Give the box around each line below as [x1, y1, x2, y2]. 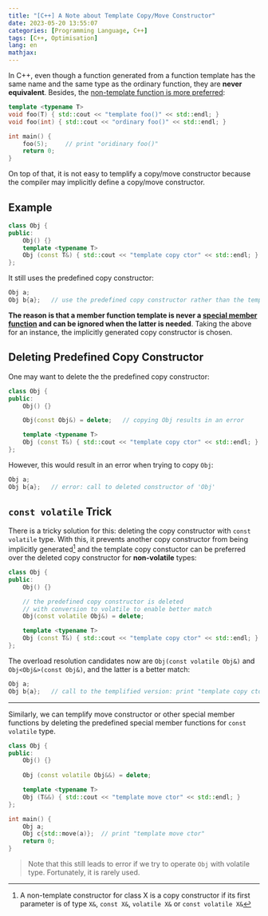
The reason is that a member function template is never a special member [8, 310, 258, 320]
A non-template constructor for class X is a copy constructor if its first [19, 890, 250, 900]
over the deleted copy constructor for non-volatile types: [8, 553, 197, 563]
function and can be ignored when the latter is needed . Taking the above [8, 318, 252, 328]
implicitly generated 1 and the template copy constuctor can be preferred [8, 543, 246, 555]
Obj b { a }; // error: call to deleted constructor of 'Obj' [8, 483, 216, 491]
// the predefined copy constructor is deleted [22, 598, 183, 606]
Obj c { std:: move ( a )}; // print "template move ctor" [22, 830, 205, 838]
